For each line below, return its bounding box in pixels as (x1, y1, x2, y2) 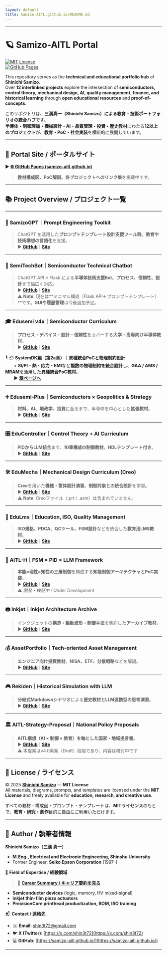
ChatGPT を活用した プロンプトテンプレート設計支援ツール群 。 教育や (17, 232, 159, 238)
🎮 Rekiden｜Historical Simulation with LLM (5, 683, 112, 690)
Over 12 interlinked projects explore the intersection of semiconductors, (5, 84, 156, 90)
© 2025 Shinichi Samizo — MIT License (5, 782, 89, 788)
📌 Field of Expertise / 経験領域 (5, 869, 68, 876)
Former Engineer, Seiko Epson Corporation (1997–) (12, 859, 118, 865)
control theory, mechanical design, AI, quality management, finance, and (5, 90, 159, 96)
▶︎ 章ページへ (14, 375, 41, 381)
